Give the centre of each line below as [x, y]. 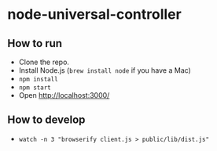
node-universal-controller [94, 14]
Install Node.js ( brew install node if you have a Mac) [105, 70]
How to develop [46, 120]
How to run [35, 43]
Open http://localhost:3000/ [64, 95]
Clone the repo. [44, 62]
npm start [35, 88]
